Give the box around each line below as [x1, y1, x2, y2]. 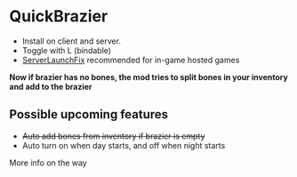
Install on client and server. [21, 36, 122, 46]
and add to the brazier [9, 81, 92, 92]
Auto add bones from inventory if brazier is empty [21, 131, 205, 141]
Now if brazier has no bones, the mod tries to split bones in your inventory [9, 71, 289, 82]
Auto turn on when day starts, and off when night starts [21, 140, 226, 150]
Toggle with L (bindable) [21, 44, 112, 55]
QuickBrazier [9, 6, 108, 27]
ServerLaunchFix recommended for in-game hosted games [21, 54, 240, 65]
